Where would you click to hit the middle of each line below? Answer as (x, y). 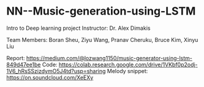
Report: (16, 58)
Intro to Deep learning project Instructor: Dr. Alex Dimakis (78, 28)
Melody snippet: (127, 71)
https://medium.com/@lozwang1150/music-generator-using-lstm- (109, 58)
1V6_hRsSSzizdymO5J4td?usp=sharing (56, 71)
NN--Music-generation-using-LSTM (101, 11)
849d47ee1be (24, 64)
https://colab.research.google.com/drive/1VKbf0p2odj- (128, 64)
